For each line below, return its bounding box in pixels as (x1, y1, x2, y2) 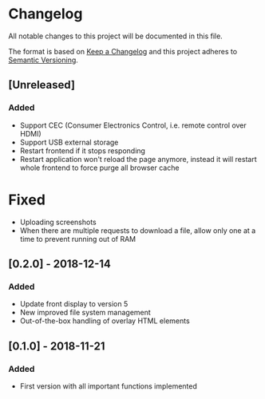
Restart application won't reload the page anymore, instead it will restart (19, 154, 257, 164)
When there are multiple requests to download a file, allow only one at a (19, 225, 256, 235)
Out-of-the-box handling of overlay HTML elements (19, 316, 190, 326)
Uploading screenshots (19, 217, 97, 227)
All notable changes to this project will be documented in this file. (8, 31, 223, 41)
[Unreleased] (8, 78, 76, 92)
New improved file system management (19, 308, 152, 318)
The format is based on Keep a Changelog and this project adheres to (8, 46, 238, 56)
